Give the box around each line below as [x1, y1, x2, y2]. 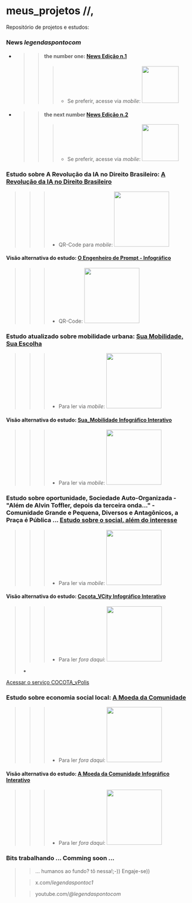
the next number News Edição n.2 [43, 111, 129, 118]
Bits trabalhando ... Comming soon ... [6, 854, 114, 862]
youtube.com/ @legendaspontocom [35, 890, 122, 897]
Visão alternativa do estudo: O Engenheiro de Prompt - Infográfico [6, 255, 171, 262]
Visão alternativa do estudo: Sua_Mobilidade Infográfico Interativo [6, 416, 172, 423]
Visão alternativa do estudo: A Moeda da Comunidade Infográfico [6, 770, 170, 777]
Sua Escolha [6, 339, 42, 347]
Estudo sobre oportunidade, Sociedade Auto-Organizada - [6, 494, 177, 502]
